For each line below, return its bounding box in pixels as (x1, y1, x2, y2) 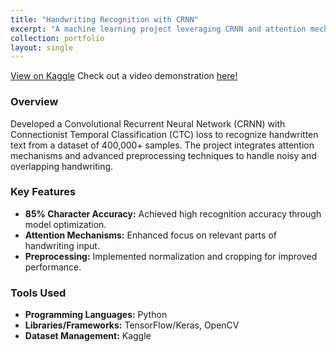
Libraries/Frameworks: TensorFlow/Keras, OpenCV (24, 319, 240, 331)
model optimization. (24, 218, 107, 230)
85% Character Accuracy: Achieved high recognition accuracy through (24, 207, 322, 220)
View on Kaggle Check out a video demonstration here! (10, 70, 238, 82)
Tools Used (10, 286, 67, 300)
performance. (24, 261, 82, 273)
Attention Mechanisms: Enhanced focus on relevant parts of (24, 229, 277, 241)
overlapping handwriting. (10, 160, 114, 172)
